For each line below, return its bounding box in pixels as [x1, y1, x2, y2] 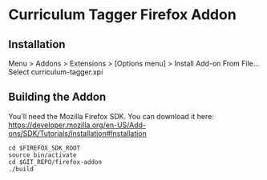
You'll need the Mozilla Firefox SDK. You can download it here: [8, 111, 214, 121]
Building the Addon [8, 90, 107, 104]
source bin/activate [8, 150, 78, 159]
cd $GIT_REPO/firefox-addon [8, 158, 103, 166]
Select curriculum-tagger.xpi [8, 67, 103, 77]
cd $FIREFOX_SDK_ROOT [8, 144, 81, 152]
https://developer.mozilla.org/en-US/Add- [8, 120, 147, 130]
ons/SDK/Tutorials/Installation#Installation [8, 128, 147, 138]
